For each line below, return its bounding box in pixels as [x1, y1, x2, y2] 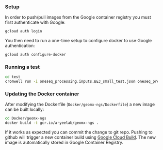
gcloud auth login [5, 29, 42, 34]
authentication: [5, 43, 35, 49]
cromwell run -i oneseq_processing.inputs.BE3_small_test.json [5, 79, 136, 84]
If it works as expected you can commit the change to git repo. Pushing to [5, 129, 153, 135]
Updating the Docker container [5, 90, 80, 97]
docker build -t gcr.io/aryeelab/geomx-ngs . [5, 120, 98, 125]
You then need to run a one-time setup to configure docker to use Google [5, 38, 152, 44]
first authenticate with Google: [5, 19, 65, 25]
